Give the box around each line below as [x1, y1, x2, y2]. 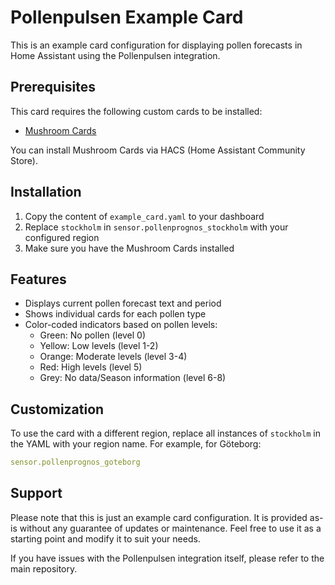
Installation [10, 184, 82, 201]
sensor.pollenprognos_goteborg [10, 457, 141, 468]
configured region [24, 231, 100, 243]
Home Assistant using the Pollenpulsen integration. [10, 49, 221, 61]
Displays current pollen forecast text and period [24, 297, 222, 310]
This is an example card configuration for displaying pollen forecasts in [10, 39, 303, 51]
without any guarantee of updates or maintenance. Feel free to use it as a [19, 522, 322, 534]
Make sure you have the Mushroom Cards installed [24, 242, 235, 254]
